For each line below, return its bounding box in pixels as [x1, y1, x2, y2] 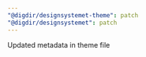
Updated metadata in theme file [7, 40, 110, 49]
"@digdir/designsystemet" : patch [7, 19, 118, 27]
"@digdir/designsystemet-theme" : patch [7, 11, 139, 20]
